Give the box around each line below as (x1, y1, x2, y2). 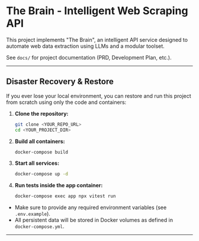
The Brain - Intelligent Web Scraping (6, 4, 188, 18)
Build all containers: (14, 138, 65, 145)
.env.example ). (14, 210, 50, 217)
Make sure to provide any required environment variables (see (14, 204, 167, 211)
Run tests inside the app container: (14, 182, 103, 189)
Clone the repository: (14, 110, 69, 117)
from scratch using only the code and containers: (6, 99, 127, 106)
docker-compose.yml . (14, 223, 65, 230)
